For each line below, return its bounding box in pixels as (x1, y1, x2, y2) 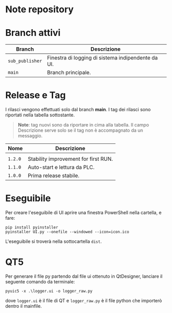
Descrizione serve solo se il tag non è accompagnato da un (17, 127, 143, 134)
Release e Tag (5, 90, 66, 101)
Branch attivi (5, 27, 61, 39)
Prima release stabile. (28, 172, 80, 179)
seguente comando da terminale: (5, 278, 75, 285)
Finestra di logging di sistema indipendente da (47, 54, 158, 61)
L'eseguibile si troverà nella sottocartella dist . (5, 238, 102, 244)
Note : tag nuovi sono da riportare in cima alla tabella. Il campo (17, 122, 149, 128)
